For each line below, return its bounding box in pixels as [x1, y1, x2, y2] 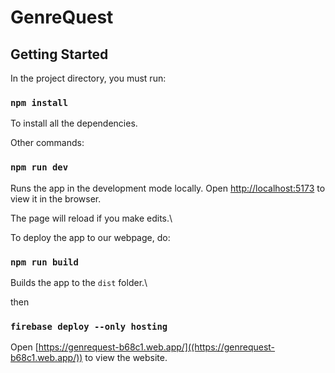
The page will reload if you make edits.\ [10, 212, 173, 224]
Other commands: [10, 137, 85, 149]
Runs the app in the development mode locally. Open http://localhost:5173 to [10, 182, 326, 194]
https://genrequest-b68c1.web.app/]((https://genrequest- [38, 341, 276, 353]
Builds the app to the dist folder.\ [10, 276, 148, 288]
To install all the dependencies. [10, 117, 138, 130]
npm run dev [10, 162, 69, 173]
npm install [10, 97, 69, 108]
